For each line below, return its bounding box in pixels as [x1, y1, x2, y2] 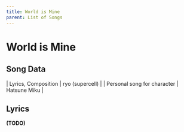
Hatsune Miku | [6, 86, 44, 94]
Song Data [6, 64, 46, 74]
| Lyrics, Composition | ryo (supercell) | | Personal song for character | [6, 80, 179, 87]
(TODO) [6, 119, 26, 127]
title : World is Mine [6, 8, 60, 15]
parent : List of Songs [6, 14, 63, 20]
